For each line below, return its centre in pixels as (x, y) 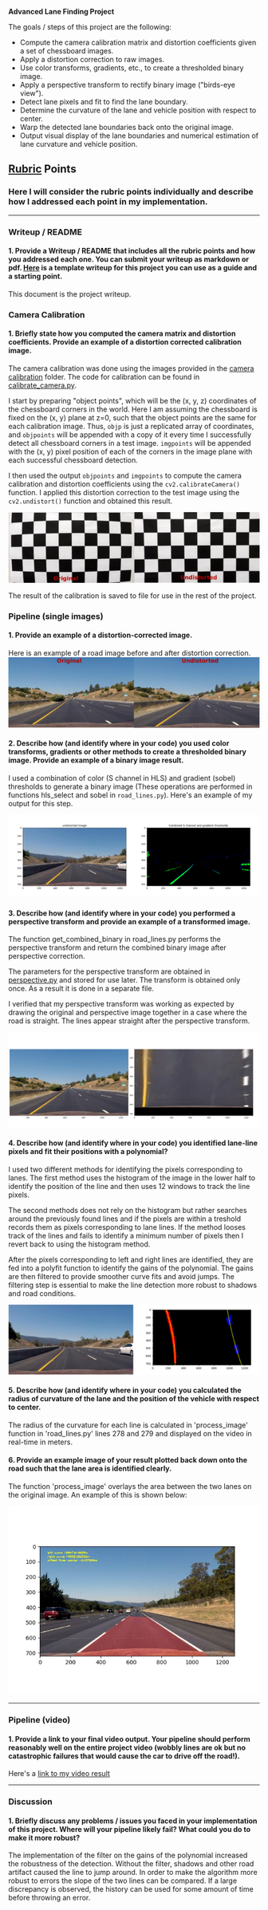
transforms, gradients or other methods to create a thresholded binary (128, 752)
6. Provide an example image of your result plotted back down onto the (128, 1460)
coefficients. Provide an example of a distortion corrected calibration (125, 342)
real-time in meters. (41, 1442)
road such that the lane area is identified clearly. (90, 1469)
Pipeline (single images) (56, 616)
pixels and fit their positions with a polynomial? (88, 1152)
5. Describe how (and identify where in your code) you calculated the (125, 1390)
